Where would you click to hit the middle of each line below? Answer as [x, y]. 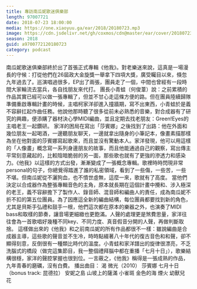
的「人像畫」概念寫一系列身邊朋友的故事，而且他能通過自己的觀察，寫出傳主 [98, 148]
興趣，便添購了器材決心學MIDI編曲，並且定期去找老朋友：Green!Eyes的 [102, 119]
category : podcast [28, 50]
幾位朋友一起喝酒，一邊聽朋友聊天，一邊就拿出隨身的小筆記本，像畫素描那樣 [98, 133]
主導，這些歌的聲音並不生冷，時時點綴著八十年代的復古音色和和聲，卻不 [103, 236]
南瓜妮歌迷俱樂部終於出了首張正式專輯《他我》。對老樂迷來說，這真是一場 [95, 67]
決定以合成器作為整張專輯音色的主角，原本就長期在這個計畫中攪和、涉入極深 [98, 184]
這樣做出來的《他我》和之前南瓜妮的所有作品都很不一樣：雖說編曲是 [100, 228]
